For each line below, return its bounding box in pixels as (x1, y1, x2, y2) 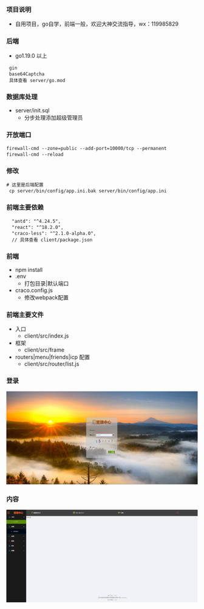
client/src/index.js (24, 332, 69, 339)
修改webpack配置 (24, 294, 69, 301)
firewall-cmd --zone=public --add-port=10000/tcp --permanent (6, 146, 167, 152)
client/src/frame (24, 346, 65, 353)
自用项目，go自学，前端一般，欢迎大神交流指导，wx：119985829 (15, 20, 179, 28)
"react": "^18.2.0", (12, 224, 64, 230)
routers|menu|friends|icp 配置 (15, 353, 90, 361)
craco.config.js (15, 287, 53, 294)
